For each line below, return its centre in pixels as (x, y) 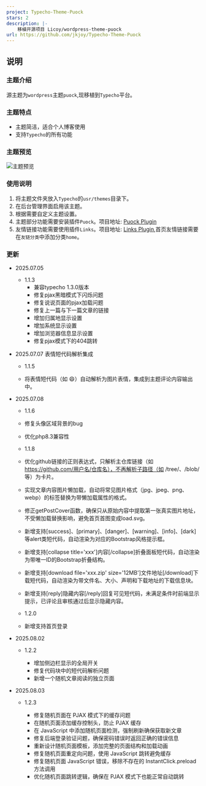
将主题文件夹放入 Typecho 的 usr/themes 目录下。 (74, 198)
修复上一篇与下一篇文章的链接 (71, 310)
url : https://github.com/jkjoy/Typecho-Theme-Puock (74, 35)
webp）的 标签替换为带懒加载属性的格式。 (77, 497)
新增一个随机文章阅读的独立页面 (74, 678)
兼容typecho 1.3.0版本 (61, 287)
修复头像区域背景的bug (54, 423)
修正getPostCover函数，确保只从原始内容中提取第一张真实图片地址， (112, 511)
